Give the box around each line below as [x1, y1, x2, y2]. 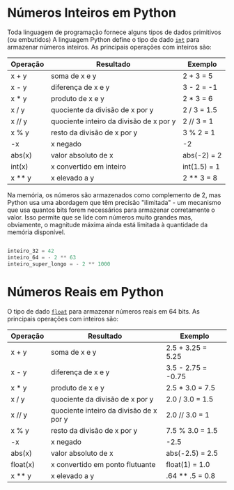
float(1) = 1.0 [166, 459, 210, 469]
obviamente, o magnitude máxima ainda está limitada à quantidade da [7, 220, 208, 229]
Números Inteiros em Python [7, 5, 176, 21]
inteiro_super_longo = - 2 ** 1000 [7, 260, 111, 268]
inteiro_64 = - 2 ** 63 [7, 254, 77, 261]
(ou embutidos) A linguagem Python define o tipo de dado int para [7, 35, 200, 43]
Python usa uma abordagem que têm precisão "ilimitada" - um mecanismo [7, 198, 221, 206]
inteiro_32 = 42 [7, 247, 54, 254]
